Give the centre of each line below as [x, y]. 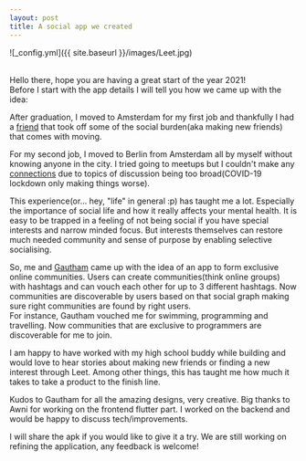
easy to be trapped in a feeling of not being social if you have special [139, 220]
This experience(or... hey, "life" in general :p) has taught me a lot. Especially [152, 201]
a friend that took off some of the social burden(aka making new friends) [146, 126]
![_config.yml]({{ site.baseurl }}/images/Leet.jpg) [101, 52]
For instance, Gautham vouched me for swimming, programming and [139, 315]
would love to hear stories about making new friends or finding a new [140, 362]
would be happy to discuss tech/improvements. [99, 419]
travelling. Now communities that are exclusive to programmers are [136, 325]
